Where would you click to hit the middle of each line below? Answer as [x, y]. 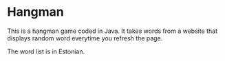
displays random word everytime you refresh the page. [85, 38]
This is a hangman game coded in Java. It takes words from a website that [112, 31]
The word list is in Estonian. [46, 51]
